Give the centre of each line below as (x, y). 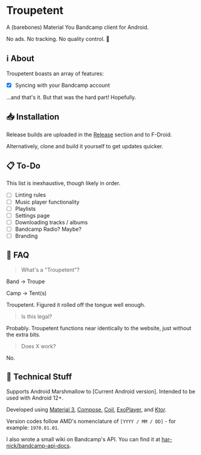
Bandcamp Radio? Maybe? (48, 229)
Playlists (25, 209)
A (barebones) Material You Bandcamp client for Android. (78, 27)
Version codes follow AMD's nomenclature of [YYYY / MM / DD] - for (91, 421)
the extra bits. (24, 334)
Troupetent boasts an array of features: (55, 74)
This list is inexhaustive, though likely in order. (63, 183)
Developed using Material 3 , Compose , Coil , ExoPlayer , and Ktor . (87, 409)
